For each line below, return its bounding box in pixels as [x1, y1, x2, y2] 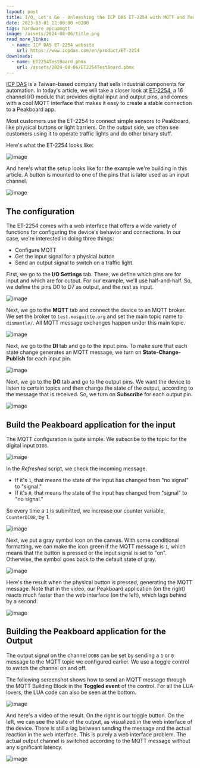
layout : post [6, 8, 39, 15]
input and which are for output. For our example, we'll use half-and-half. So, [6, 277, 192, 284]
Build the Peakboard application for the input [6, 420, 176, 430]
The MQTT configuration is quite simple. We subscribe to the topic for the [6, 436, 187, 442]
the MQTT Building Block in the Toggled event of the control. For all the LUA [6, 682, 193, 689]
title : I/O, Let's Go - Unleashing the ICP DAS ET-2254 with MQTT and [6, 14, 185, 20]
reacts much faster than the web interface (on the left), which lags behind [6, 591, 187, 599]
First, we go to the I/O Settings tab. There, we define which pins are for [6, 271, 182, 278]
